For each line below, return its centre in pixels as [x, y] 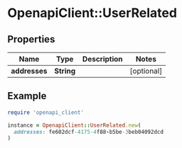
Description [102, 59]
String [65, 71]
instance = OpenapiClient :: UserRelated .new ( [74, 125]
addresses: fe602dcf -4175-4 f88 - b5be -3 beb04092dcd [89, 132]
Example [27, 96]
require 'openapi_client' [45, 112]
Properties [31, 39]
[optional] [146, 71]
